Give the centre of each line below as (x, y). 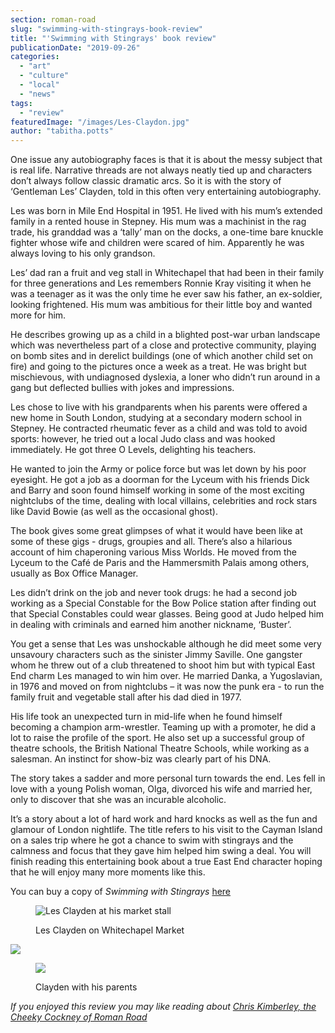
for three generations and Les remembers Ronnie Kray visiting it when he (161, 283)
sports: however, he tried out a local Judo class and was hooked (143, 439)
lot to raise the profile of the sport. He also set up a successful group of (157, 738)
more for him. (38, 315)
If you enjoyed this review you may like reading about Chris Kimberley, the (163, 1007)
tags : (21, 103)
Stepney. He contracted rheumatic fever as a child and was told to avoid (159, 428)
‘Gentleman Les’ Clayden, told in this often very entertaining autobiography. (166, 192)
